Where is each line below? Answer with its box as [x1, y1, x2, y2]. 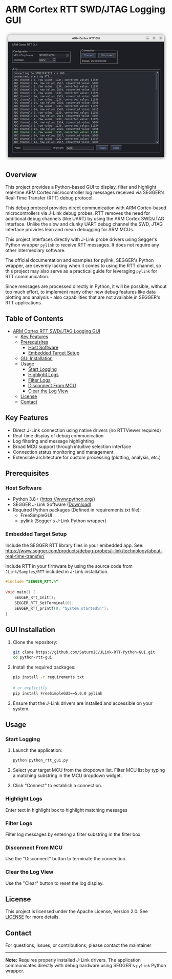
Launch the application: [12, 747, 62, 753]
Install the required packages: [12, 664, 76, 671]
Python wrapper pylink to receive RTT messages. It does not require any [5, 241, 160, 248]
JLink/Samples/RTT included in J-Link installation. [5, 568, 109, 574]
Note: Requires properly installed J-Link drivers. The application [5, 957, 141, 963]
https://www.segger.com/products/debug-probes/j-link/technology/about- [5, 547, 163, 553]
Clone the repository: [12, 639, 58, 645]
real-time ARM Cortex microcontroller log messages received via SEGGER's [5, 189, 165, 195]
